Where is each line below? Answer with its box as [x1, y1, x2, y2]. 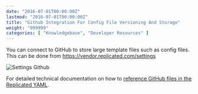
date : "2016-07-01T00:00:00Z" [6, 8, 81, 15]
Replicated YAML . [6, 81, 49, 88]
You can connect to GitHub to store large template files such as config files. [6, 46, 190, 53]
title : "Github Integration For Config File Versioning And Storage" [6, 19, 181, 25]
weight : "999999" [6, 25, 49, 31]
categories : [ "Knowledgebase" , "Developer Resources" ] [6, 30, 149, 36]
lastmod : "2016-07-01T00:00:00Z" [6, 14, 88, 20]
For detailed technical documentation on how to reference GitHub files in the [6, 75, 192, 82]
